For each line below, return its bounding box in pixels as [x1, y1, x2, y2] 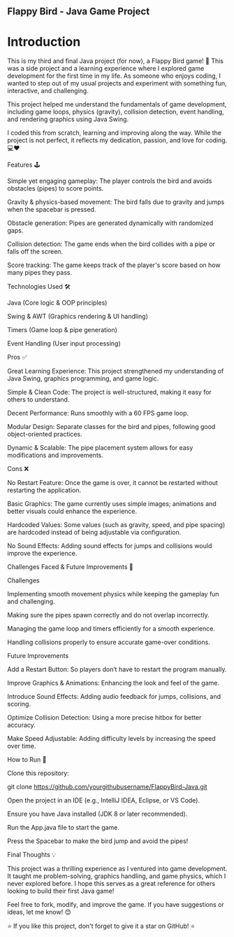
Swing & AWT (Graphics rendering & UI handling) [7, 312, 149, 321]
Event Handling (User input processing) [7, 339, 121, 348]
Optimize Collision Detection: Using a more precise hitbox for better [7, 713, 202, 722]
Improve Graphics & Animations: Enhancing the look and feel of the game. [7, 679, 220, 688]
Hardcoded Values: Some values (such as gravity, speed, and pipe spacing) [7, 521, 226, 529]
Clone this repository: [7, 769, 70, 777]
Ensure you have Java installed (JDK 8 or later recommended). [7, 809, 188, 819]
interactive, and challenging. [7, 87, 89, 95]
